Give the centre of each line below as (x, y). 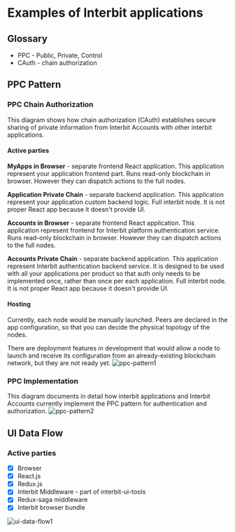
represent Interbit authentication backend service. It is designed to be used (116, 266)
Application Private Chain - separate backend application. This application (115, 194)
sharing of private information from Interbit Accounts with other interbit (109, 127)
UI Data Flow (35, 433)
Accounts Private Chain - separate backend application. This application (113, 258)
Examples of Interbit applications (105, 13)
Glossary (27, 39)
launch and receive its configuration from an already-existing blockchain (112, 356)
